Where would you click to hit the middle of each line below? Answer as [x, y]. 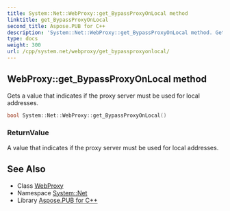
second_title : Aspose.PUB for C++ [56, 26]
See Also [26, 169]
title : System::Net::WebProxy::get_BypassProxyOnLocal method [98, 13]
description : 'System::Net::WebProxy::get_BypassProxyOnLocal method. [110, 32]
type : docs [23, 39]
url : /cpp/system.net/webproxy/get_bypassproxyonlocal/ [88, 52]
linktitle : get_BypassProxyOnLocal [58, 20]
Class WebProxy [40, 186]
